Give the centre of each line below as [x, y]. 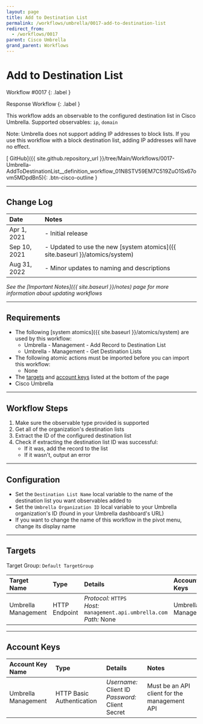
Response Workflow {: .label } [43, 104]
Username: [122, 682]
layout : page [23, 12]
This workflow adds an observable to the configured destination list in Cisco [101, 115]
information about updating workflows [54, 293]
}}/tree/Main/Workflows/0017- [137, 158]
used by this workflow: [43, 338]
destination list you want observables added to [73, 501]
